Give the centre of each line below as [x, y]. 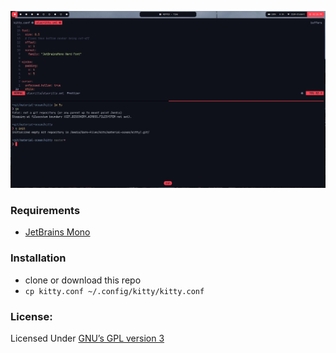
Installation [38, 258]
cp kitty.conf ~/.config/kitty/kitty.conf [114, 291]
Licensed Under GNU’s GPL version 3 [87, 338]
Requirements [45, 210]
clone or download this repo [83, 280]
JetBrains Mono [57, 232]
